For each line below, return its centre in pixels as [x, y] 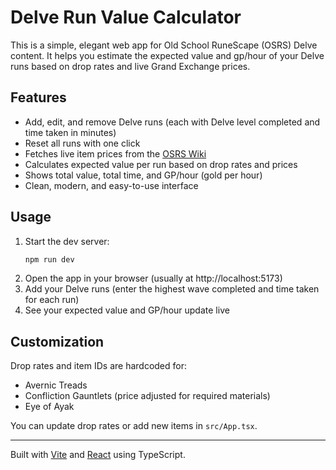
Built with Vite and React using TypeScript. [98, 455]
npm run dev [49, 259]
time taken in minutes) [70, 132]
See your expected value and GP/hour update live [127, 310]
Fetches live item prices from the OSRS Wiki [115, 153]
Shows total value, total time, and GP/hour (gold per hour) [143, 175]
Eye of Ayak [49, 407]
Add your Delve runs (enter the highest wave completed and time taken [172, 289]
